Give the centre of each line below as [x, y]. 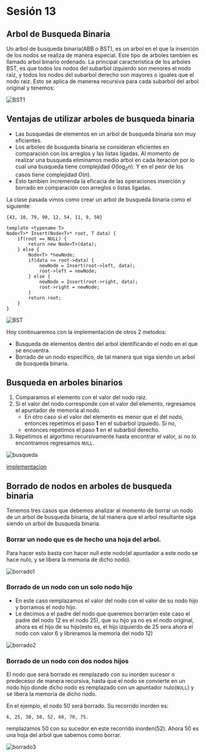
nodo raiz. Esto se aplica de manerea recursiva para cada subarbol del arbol [102, 81]
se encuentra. [33, 350]
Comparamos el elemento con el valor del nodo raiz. [81, 397]
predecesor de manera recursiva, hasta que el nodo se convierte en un [96, 681]
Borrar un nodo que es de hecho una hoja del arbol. [84, 540]
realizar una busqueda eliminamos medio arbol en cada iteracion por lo [105, 160]
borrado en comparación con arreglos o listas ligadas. [83, 187]
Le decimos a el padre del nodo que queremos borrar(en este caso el [102, 614]
